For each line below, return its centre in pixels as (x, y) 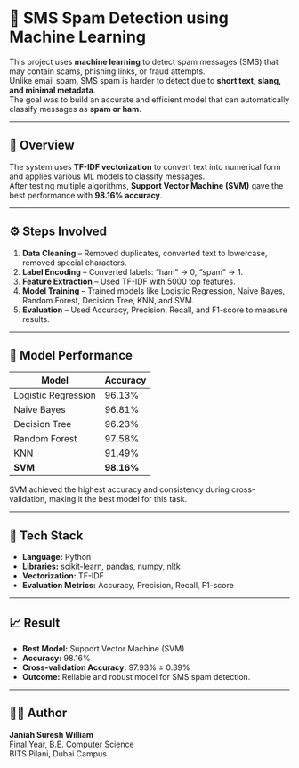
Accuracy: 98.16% (56, 658)
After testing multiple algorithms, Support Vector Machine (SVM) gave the (146, 185)
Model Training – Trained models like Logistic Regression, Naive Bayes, (154, 291)
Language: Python (57, 557)
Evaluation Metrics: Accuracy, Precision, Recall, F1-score (128, 586)
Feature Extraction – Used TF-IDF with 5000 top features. (129, 281)
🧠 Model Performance (71, 355)
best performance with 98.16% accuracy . (86, 195)
